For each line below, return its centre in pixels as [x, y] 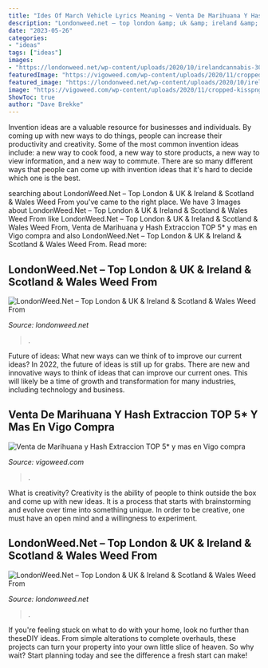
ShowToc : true [32, 97]
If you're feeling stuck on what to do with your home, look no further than [129, 630]
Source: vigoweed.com [46, 462]
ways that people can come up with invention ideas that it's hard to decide [130, 170]
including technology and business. [67, 389]
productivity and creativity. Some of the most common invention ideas [124, 144]
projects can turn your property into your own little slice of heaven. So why [131, 646]
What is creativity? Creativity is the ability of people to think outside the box [132, 493]
